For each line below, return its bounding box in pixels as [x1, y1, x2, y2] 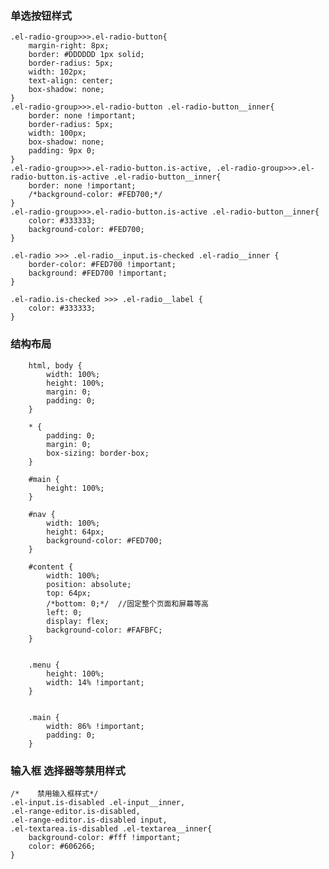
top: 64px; [46, 588, 92, 598]
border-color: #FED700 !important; [28, 260, 177, 270]
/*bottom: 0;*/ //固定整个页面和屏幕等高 [46, 598, 209, 609]
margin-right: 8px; [28, 41, 110, 51]
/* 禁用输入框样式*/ [10, 788, 99, 799]
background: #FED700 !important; [28, 268, 168, 279]
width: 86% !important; [46, 721, 145, 731]
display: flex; [46, 616, 110, 626]
